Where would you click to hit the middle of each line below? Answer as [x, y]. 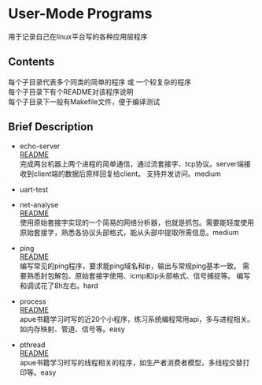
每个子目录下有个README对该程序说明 [71, 92]
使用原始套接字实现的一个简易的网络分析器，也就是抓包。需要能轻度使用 [137, 222]
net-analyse [39, 204]
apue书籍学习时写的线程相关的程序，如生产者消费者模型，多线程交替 [131, 362]
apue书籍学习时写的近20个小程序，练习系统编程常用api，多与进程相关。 [137, 319]
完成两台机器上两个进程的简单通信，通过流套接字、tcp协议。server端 [131, 163]
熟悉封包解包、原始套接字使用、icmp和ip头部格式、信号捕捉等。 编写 [138, 275]
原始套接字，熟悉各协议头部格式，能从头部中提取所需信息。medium [129, 232]
